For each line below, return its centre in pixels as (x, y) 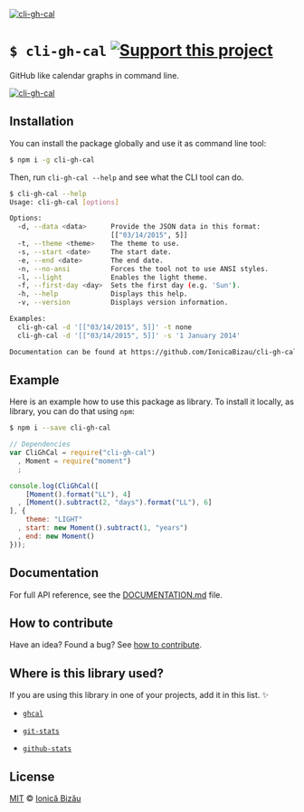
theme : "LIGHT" (54, 520)
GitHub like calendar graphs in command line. (94, 75)
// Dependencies (40, 444)
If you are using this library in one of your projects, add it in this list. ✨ (139, 695)
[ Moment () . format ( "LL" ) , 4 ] (78, 494)
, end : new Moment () (56, 536)
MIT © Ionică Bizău (45, 798)
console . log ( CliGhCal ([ (54, 486)
